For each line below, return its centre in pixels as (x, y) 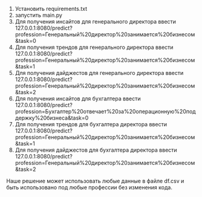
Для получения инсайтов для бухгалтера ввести (78, 98)
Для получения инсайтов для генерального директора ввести (96, 21)
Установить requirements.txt (51, 9)
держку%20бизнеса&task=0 (52, 118)
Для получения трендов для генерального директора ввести (94, 47)
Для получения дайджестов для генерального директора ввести (99, 73)
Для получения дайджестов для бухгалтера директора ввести (96, 150)
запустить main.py (38, 15)
